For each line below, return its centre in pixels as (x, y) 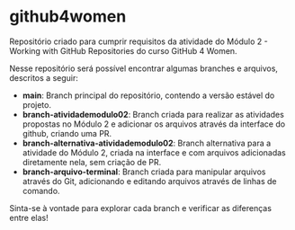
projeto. (37, 104)
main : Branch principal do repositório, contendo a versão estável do (148, 95)
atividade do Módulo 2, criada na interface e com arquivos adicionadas (154, 152)
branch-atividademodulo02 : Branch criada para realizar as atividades (153, 114)
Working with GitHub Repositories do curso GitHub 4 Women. (123, 50)
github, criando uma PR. (67, 133)
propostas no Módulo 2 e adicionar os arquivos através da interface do (154, 124)
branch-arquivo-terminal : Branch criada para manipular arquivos (144, 172)
